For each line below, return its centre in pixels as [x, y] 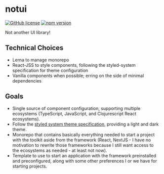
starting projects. [30, 166]
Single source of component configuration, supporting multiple [76, 108]
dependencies [27, 81]
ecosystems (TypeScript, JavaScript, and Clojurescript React [74, 113]
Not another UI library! [28, 32]
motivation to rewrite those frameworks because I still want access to [83, 145]
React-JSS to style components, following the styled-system [74, 65]
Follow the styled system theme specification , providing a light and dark [85, 124]
